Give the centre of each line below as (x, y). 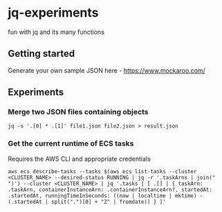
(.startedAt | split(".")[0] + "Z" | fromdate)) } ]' (87, 202)
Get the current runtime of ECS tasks (71, 143)
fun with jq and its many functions (56, 32)
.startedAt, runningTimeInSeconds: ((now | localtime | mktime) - (105, 195)
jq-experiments (53, 13)
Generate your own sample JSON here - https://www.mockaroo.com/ (107, 70)
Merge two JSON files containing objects (78, 112)
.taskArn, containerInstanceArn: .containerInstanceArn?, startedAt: (110, 189)
